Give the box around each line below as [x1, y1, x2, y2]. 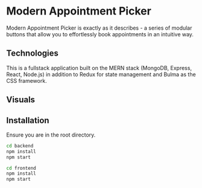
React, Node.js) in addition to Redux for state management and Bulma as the [6, 71, 196, 78]
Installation [6, 115, 49, 125]
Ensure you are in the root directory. [6, 131, 96, 138]
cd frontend [6, 165, 36, 171]
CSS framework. [6, 77, 47, 84]
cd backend [6, 143, 34, 149]
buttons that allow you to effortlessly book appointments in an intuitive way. [6, 30, 194, 37]
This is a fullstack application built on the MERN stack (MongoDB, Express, [6, 64, 192, 71]
